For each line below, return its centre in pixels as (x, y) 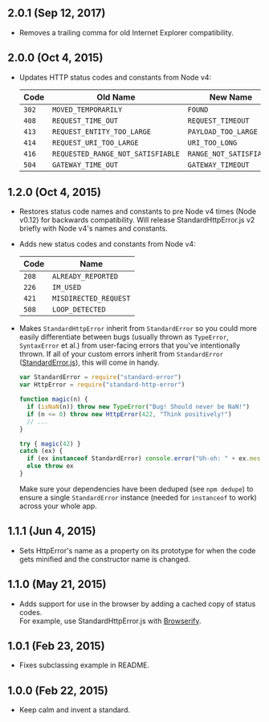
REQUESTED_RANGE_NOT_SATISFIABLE (116, 153)
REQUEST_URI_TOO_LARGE (96, 143)
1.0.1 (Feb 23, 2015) (56, 646)
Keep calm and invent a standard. (74, 710)
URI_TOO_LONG (212, 143)
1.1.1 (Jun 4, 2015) (52, 531)
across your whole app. (58, 506)
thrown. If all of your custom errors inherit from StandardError (121, 354)
